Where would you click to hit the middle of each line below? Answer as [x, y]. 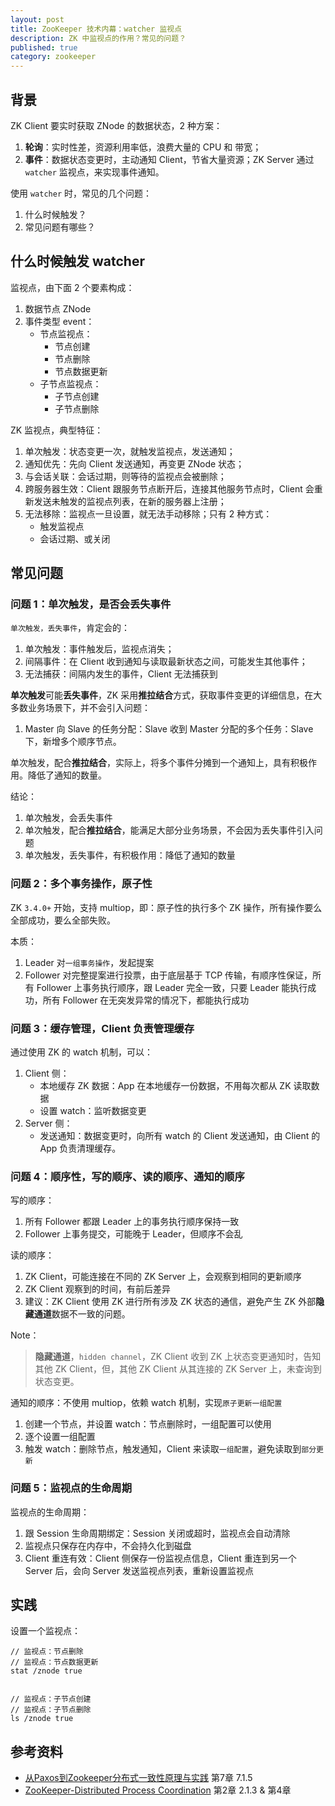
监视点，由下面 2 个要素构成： [72, 287]
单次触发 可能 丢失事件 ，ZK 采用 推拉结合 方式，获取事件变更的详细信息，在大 [166, 695]
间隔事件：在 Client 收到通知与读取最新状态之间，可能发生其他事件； [166, 662]
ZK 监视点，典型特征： [57, 430]
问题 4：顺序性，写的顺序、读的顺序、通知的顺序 [127, 1176]
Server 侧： [48, 1123]
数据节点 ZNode [58, 308]
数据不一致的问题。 [91, 1314]
